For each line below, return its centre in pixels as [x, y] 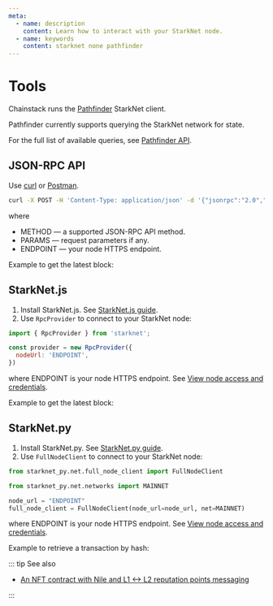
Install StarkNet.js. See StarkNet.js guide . [89, 309]
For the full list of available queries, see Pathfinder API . [100, 141]
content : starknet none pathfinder [83, 46]
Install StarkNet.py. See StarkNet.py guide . [92, 448]
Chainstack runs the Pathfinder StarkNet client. [87, 109]
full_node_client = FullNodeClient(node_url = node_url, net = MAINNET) [127, 509]
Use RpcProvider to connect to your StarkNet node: [106, 318]
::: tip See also [32, 564]
